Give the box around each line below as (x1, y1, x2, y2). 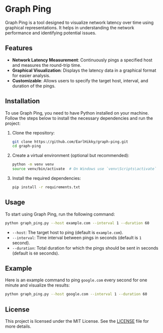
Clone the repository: (12, 130, 55, 136)
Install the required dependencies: (12, 176, 81, 181)
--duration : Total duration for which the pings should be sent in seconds (12, 245, 159, 251)
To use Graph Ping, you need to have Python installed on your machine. (5, 110, 149, 116)
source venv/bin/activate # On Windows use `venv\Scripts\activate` (12, 167, 157, 172)
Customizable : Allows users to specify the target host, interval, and (12, 78, 148, 83)
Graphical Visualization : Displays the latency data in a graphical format (12, 67, 156, 73)
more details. (5, 323, 32, 330)
